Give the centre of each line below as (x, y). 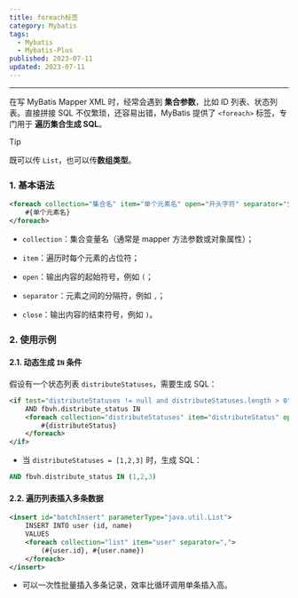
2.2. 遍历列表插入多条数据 (56, 498)
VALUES (37, 534)
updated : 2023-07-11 (47, 68)
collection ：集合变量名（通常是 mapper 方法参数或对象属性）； (138, 239)
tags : (19, 34)
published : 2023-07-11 (51, 59)
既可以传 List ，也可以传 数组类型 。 (73, 160)
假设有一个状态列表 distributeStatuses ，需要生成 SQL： (113, 384)
